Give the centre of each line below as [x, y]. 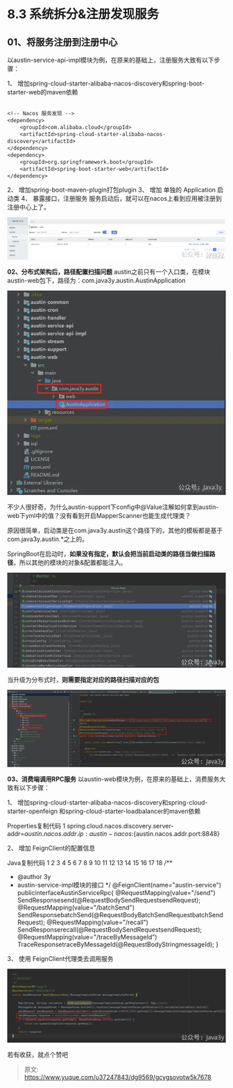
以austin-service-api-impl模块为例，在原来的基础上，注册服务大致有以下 [111, 60]
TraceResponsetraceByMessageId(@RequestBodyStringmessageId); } [118, 944]
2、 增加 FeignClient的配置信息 [51, 848]
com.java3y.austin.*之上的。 [48, 539]
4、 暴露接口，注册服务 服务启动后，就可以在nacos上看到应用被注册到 [121, 198]
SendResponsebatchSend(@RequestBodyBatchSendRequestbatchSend [120, 914]
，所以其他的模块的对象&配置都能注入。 [70, 562]
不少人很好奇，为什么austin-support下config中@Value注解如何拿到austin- [113, 507]
